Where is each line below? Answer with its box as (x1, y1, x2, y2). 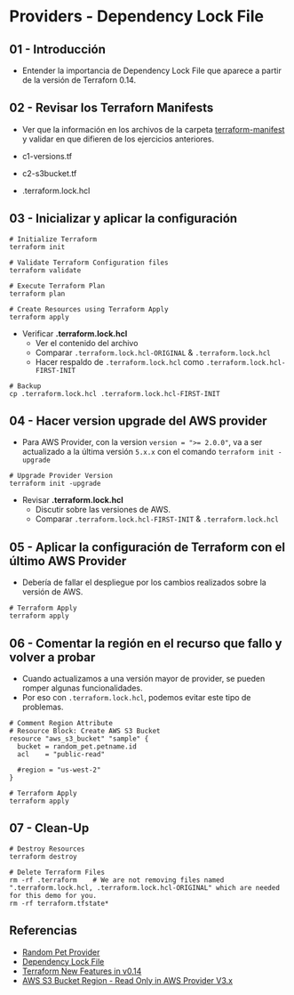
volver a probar (9, 650, 96, 665)
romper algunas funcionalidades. (21, 683, 144, 693)
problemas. (21, 701, 64, 713)
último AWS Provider (9, 554, 127, 569)
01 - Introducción (9, 42, 107, 57)
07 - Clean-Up (9, 821, 90, 836)
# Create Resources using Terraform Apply (9, 304, 169, 313)
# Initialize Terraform (9, 234, 98, 244)
